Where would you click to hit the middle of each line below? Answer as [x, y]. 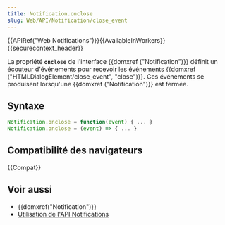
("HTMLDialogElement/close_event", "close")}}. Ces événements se [106, 76]
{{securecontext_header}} [45, 48]
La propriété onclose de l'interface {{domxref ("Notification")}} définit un [113, 61]
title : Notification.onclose [50, 14]
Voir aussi [30, 189]
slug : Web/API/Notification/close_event [68, 20]
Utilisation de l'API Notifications [63, 214]
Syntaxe [26, 106]
